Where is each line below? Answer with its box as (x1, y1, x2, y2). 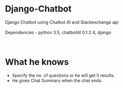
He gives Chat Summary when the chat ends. (12, 77, 103, 83)
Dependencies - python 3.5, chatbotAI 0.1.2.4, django (5, 29, 111, 35)
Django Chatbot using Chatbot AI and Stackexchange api (5, 19, 119, 25)
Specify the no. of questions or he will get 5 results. (12, 72, 115, 78)
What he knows (5, 57, 69, 68)
